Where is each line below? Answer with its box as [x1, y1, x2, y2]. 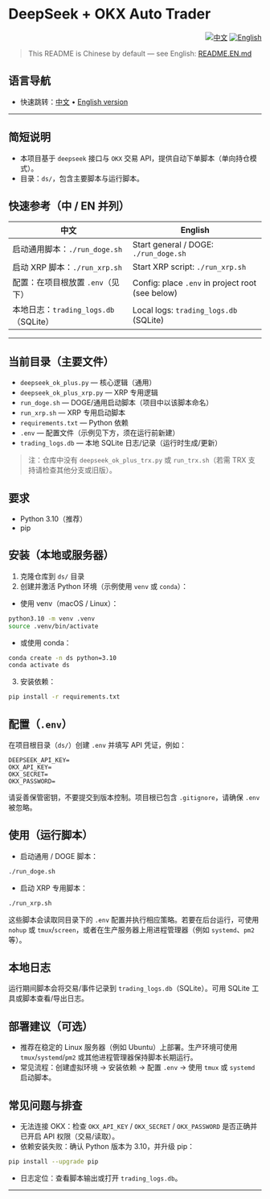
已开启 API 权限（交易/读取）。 [19, 1131, 120, 1141]
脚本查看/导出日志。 [22, 994, 89, 1003]
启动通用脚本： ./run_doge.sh [12, 243, 123, 255]
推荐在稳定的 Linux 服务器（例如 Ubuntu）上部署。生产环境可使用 [19, 1043, 238, 1052]
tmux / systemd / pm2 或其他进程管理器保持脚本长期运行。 [19, 1052, 198, 1062]
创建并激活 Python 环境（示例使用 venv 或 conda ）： [19, 581, 189, 591]
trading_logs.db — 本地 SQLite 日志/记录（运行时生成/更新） [19, 438, 223, 448]
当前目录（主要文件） [8, 355, 114, 368]
